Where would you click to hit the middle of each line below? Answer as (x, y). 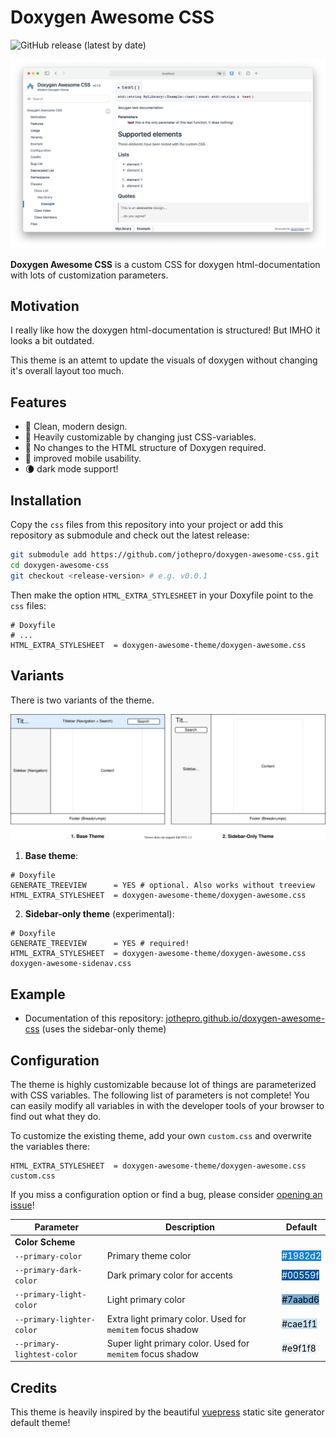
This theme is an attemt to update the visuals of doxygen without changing (164, 360)
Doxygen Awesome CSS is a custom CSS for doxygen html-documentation (165, 264)
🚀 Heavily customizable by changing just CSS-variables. (140, 437)
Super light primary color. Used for (178, 1343)
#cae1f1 (299, 1324)
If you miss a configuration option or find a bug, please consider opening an (166, 1194)
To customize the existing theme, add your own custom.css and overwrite (161, 1135)
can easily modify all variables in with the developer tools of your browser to (167, 1105)
